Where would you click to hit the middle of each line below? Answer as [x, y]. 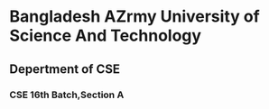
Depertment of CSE [65, 69]
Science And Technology [105, 36]
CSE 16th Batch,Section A [67, 95]
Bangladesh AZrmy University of [134, 17]
